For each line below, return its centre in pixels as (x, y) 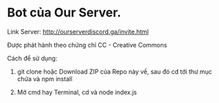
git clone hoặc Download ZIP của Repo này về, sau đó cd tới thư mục (115, 71)
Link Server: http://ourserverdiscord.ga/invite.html (78, 32)
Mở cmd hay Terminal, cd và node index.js (77, 92)
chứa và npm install (45, 79)
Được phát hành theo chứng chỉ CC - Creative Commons (87, 45)
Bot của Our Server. (64, 13)
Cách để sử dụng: (32, 58)
